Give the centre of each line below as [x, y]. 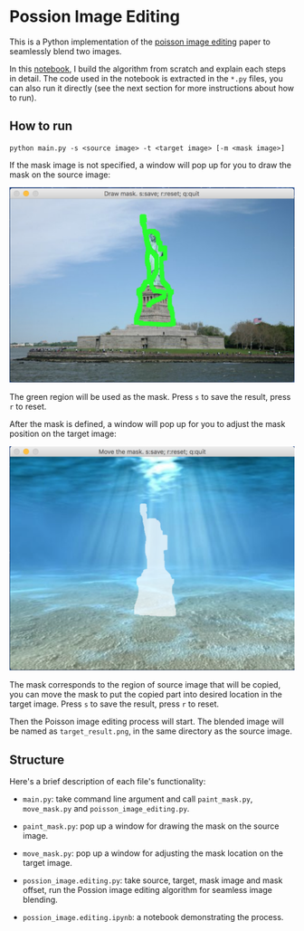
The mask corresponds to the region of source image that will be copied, [145, 685]
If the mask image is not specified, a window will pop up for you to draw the [151, 165]
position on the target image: [63, 434]
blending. [40, 900]
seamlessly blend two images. [66, 51]
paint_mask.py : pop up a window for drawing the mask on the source [151, 826]
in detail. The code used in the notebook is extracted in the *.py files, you [146, 78]
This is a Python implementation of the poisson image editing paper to [140, 42]
